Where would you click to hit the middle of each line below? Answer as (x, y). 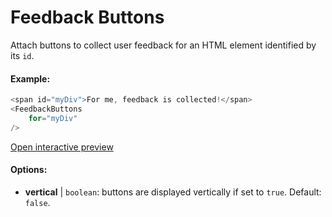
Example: (30, 78)
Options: (29, 170)
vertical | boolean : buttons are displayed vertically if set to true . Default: (173, 192)
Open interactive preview (62, 147)
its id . (22, 55)
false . (37, 202)
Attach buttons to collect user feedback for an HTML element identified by (163, 45)
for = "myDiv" (53, 118)
